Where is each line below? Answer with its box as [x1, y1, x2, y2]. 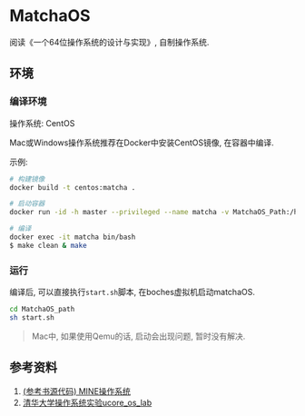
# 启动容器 [9, 199, 45, 209]
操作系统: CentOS [9, 117, 75, 128]
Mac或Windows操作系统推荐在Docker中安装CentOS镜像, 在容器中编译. [9, 137, 274, 148]
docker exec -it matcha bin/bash [9, 233, 136, 242]
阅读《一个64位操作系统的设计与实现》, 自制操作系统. [9, 36, 210, 47]
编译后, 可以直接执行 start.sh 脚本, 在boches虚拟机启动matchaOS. [9, 287, 256, 298]
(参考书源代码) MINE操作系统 [22, 385, 132, 396]
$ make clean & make [9, 241, 88, 250]
